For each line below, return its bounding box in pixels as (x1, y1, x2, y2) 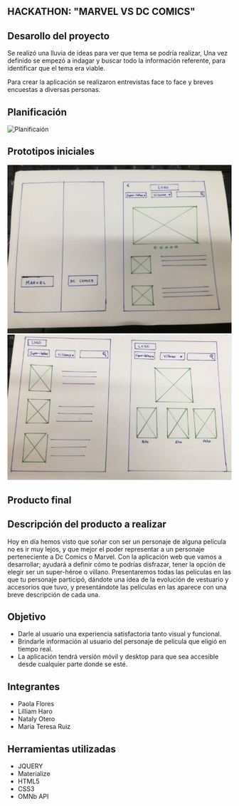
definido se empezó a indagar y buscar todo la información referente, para (7, 56, 226, 65)
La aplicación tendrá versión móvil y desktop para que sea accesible (17, 652, 219, 661)
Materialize (17, 769, 51, 777)
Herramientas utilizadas (7, 743, 116, 755)
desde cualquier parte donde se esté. (17, 660, 128, 668)
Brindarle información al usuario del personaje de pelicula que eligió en (17, 637, 226, 646)
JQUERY (17, 762, 43, 770)
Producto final (7, 494, 72, 506)
